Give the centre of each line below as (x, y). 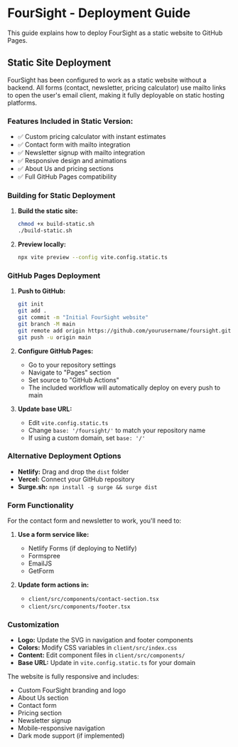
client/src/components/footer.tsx (79, 607)
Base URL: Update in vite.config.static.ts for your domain (107, 663)
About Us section (43, 698)
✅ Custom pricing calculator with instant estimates (92, 137)
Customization (33, 625)
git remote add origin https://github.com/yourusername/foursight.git (124, 330)
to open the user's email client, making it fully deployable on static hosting (116, 95)
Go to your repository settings (72, 365)
